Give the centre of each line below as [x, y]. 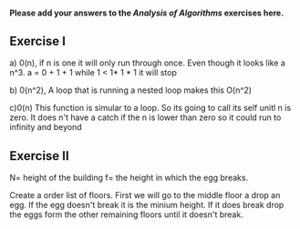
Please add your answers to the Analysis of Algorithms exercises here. [147, 13]
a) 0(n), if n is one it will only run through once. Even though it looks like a [147, 63]
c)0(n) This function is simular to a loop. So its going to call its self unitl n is [150, 108]
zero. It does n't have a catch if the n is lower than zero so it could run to [145, 117]
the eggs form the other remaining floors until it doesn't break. [126, 214]
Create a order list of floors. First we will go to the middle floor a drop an [145, 195]
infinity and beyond [46, 127]
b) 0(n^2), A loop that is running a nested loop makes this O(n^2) [131, 90]
